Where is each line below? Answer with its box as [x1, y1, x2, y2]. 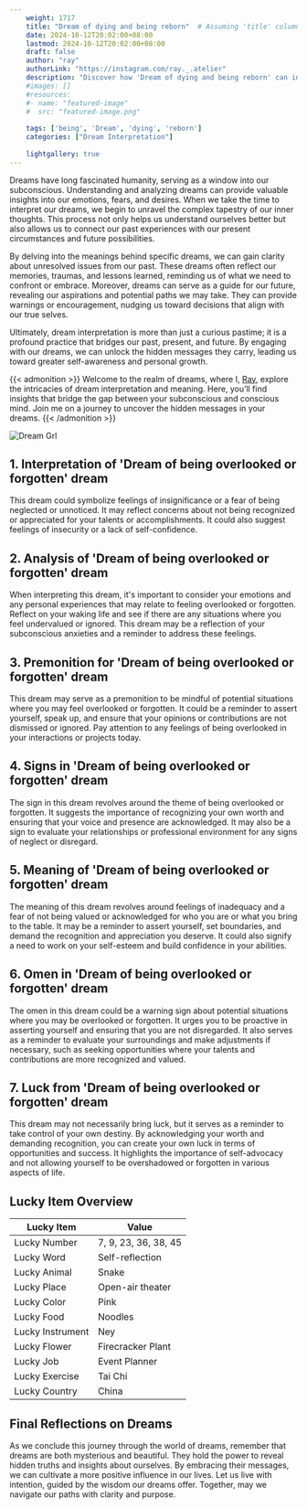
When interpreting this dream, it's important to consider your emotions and [9, 589, 291, 600]
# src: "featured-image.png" [26, 107, 142, 116]
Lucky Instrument [14, 1325, 90, 1338]
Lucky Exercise [14, 1370, 79, 1383]
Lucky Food [14, 1311, 65, 1323]
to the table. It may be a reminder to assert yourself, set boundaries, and [9, 920, 281, 931]
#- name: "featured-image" [26, 98, 129, 108]
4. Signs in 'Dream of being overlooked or [9, 758, 250, 774]
